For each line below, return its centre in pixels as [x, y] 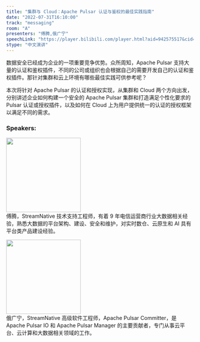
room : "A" [18, 28]
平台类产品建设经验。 [32, 231]
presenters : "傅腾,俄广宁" [37, 34]
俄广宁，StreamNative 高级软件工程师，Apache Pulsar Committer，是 [91, 318]
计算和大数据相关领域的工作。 [58, 333]
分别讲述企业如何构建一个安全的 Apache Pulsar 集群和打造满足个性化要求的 [99, 97]
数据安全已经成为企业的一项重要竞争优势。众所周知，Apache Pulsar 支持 [95, 62]
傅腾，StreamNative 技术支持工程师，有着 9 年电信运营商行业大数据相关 [94, 216]
